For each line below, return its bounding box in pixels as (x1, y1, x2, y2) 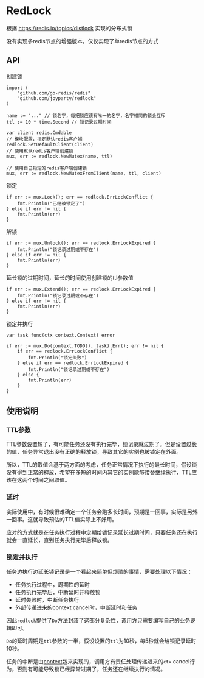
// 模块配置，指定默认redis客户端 (6, 136, 83, 142)
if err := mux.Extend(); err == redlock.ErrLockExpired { (6, 286, 156, 292)
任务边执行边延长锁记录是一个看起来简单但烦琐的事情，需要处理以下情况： (6, 568, 192, 576)
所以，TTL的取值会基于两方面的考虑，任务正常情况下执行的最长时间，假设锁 (6, 461, 197, 468)
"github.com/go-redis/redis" (17, 90, 91, 96)
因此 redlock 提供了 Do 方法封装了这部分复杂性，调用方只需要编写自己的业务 (6, 616, 191, 624)
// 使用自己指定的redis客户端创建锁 (6, 165, 87, 171)
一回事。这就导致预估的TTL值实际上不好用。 (6, 515, 117, 523)
